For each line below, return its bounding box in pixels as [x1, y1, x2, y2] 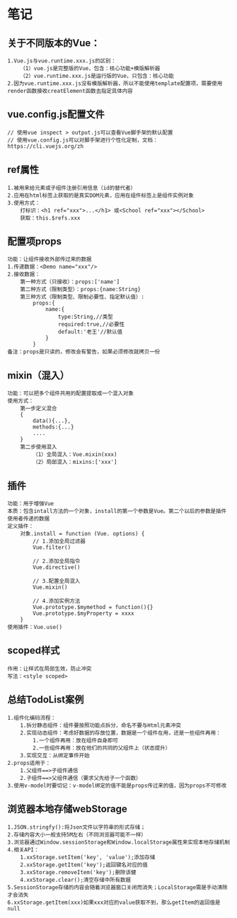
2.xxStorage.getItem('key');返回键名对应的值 [20, 861, 149, 868]
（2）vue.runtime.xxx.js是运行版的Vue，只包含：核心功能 [20, 72, 175, 79]
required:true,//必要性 [57, 321, 125, 328]
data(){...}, [33, 417, 71, 425]
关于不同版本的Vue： [7, 37, 100, 49]
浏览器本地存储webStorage [7, 803, 127, 815]
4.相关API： [7, 846, 40, 854]
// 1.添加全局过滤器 [33, 538, 86, 545]
